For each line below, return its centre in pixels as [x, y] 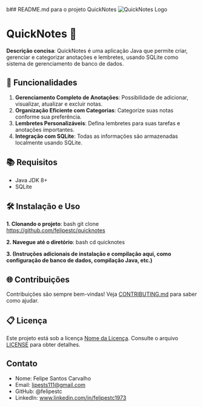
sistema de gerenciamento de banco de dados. [65, 63]
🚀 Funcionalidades [42, 83]
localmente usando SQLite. [49, 142]
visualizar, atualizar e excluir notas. [59, 104]
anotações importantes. [45, 129]
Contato [22, 364]
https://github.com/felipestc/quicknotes [56, 230]
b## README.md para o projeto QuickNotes [62, 9]
